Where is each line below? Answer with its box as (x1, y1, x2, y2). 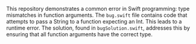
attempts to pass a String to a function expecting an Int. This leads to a (6, 18, 182, 25)
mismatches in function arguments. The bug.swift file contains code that (6, 11, 188, 19)
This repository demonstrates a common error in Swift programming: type (6, 5, 190, 12)
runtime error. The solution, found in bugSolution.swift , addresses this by (6, 24, 190, 31)
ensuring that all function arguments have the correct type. (6, 31, 153, 38)
